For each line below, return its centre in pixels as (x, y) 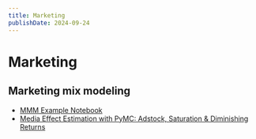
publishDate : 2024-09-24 (49, 23)
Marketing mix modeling (70, 91)
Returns (32, 126)
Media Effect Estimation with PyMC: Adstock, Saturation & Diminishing (134, 118)
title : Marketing (37, 15)
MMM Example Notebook (61, 110)
